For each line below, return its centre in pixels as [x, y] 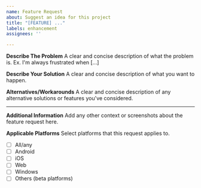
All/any [24, 145]
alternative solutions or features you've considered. [70, 98]
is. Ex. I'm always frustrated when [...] [53, 63]
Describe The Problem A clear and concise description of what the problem [100, 56]
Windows [26, 172]
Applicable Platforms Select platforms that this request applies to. [88, 133]
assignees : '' [24, 34]
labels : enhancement [32, 28]
